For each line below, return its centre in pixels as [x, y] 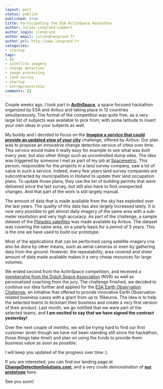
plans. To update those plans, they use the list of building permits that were [81, 181]
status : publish [21, 14]
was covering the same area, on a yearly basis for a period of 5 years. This [80, 227]
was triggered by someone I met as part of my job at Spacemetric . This [76, 160]
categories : [17, 46]
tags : [10, 55]
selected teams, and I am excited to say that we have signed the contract [80, 313]
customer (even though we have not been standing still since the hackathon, [81, 333]
